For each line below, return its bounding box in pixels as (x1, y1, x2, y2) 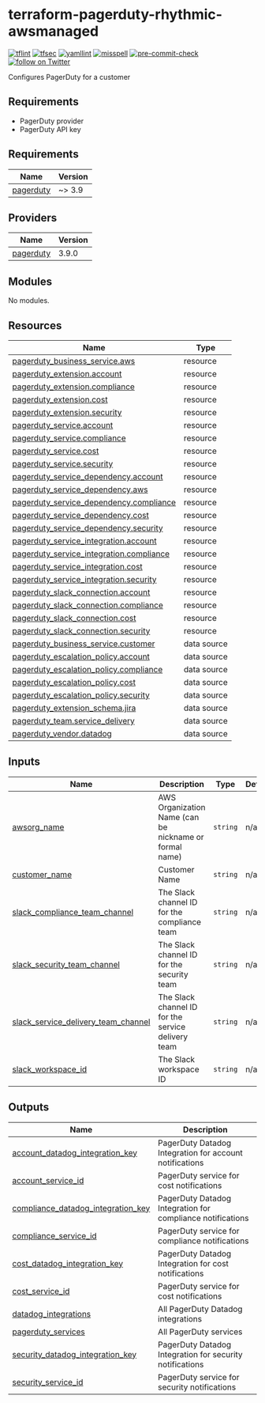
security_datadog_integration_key (12, 1348, 137, 1360)
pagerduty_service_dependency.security (12, 523, 163, 533)
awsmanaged (8, 22, 99, 40)
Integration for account (157, 1147, 243, 1158)
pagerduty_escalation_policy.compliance (12, 664, 163, 675)
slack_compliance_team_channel (12, 906, 134, 917)
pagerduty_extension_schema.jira (12, 702, 136, 713)
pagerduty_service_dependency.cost (12, 510, 150, 520)
